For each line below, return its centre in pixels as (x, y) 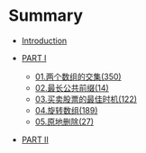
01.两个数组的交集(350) (78, 76)
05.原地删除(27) (64, 121)
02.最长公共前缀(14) (72, 87)
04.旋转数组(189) (66, 110)
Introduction (44, 40)
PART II (35, 139)
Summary (46, 16)
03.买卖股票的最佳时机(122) (86, 99)
